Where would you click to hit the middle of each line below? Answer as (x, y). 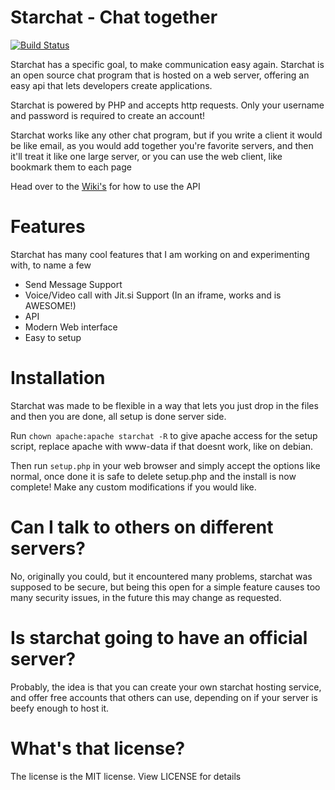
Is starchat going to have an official (159, 637)
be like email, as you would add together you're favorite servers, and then (162, 145)
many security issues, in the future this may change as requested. (146, 597)
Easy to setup (53, 337)
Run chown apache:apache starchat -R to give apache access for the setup (164, 435)
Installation (58, 378)
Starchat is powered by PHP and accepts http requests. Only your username (167, 105)
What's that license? (98, 748)
